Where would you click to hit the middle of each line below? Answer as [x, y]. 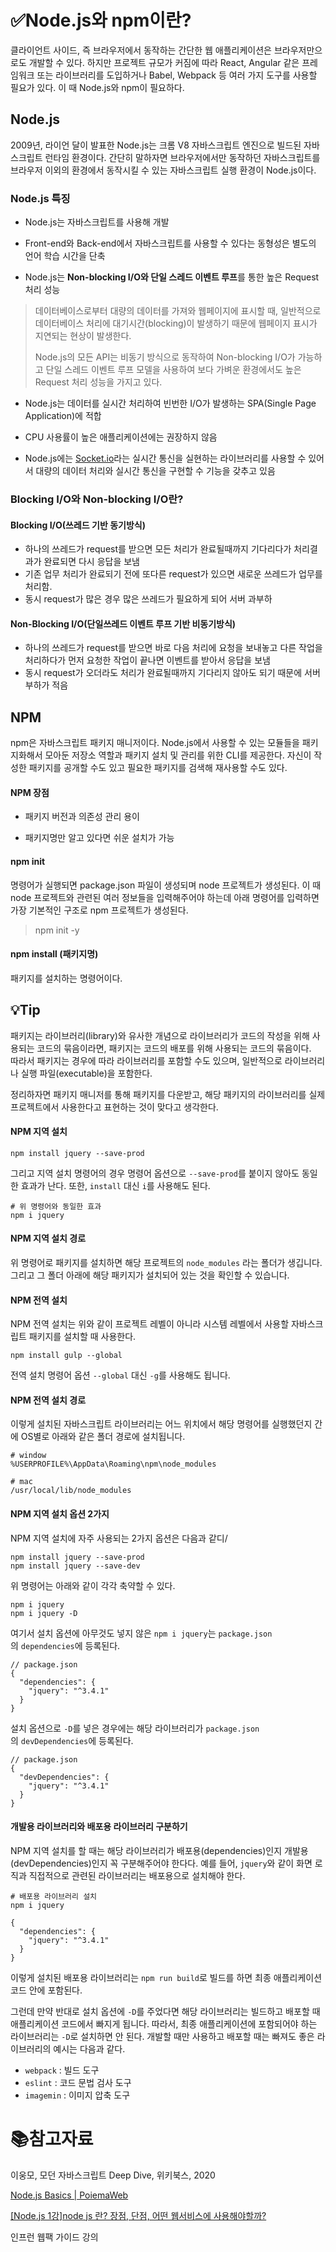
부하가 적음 [46, 685]
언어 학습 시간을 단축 [65, 256]
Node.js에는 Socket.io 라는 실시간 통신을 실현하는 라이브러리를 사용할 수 [165, 458]
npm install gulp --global [66, 1356]
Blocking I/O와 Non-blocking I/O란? [97, 499]
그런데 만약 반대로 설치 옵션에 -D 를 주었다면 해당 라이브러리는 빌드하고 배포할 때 [165, 2011]
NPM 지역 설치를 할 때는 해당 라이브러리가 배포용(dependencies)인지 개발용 [159, 1850]
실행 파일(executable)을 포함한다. [86, 1073]
